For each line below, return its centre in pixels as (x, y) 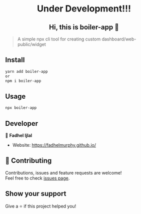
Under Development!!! (84, 9)
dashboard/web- (119, 39)
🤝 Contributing (28, 161)
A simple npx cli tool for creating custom (59, 39)
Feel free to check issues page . (37, 178)
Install (15, 60)
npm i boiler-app (23, 81)
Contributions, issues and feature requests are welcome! (63, 173)
